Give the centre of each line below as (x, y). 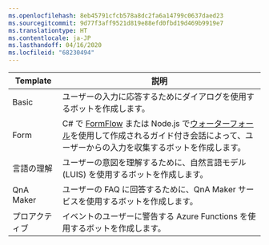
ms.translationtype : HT (48, 30)
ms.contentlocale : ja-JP (50, 38)
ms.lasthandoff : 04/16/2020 (55, 45)
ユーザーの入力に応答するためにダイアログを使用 (154, 97)
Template (33, 81)
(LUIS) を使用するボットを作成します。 (135, 174)
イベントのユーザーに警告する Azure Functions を (155, 216)
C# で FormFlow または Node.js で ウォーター (146, 123)
